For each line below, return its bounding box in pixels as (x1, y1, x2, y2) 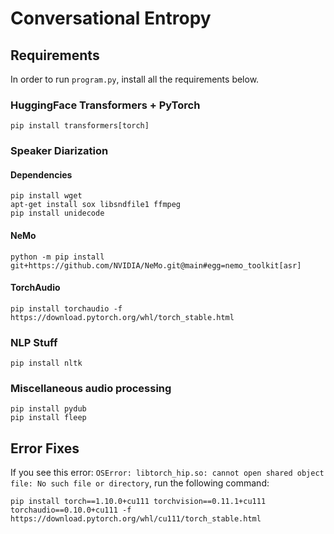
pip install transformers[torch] (10, 121, 150, 131)
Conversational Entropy (10, 7, 212, 30)
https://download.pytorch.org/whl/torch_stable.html (10, 312, 235, 322)
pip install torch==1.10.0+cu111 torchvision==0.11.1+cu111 (10, 497, 267, 507)
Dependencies (10, 168, 73, 181)
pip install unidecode (10, 208, 105, 219)
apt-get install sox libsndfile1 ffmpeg (10, 200, 182, 210)
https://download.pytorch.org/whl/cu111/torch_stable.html (10, 514, 262, 524)
